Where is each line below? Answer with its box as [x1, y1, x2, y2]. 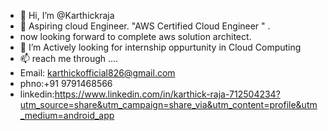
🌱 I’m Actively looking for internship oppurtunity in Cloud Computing [19, 41, 302, 53]
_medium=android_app [19, 110, 115, 121]
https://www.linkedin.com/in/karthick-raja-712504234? [54, 88, 281, 100]
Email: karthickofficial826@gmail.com [19, 67, 176, 79]
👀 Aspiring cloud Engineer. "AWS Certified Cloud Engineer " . [19, 20, 271, 32]
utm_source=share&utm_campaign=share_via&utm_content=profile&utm [19, 99, 318, 110]
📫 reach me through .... [19, 53, 119, 64]
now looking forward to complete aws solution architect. [19, 31, 252, 42]
